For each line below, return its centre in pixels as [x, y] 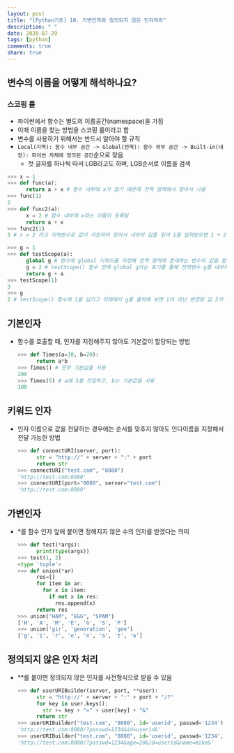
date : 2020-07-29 [32, 33]
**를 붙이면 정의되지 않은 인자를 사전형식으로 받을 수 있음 [95, 677]
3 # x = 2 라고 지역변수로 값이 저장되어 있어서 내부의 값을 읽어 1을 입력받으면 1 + [114, 235]
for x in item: [65, 590]
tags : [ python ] [29, 40]
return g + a [45, 273]
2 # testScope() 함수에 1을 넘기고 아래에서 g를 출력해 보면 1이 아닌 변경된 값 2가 [115, 300]
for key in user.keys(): [72, 703]
